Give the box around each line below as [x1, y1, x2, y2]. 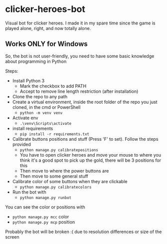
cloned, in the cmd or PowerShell [12, 104, 81, 110]
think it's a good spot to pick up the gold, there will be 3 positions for [19, 157, 161, 163]
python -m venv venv [19, 110, 63, 115]
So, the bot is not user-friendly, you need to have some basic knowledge [5, 53, 155, 59]
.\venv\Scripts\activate [19, 121, 72, 126]
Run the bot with [12, 189, 46, 195]
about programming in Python [5, 58, 67, 64]
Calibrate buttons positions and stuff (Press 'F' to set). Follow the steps [12, 136, 159, 142]
